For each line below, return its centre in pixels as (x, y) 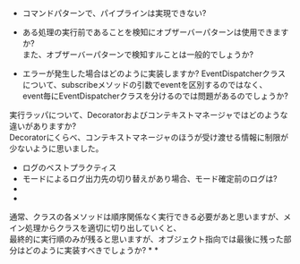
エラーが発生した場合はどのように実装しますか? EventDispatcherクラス (154, 73)
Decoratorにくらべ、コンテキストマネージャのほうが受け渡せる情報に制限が (149, 137)
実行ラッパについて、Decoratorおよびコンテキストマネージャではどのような (149, 115)
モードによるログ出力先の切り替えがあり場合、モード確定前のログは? (150, 179)
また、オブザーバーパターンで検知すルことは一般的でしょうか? (137, 55)
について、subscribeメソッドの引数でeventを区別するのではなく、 (145, 85)
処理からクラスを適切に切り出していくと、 (103, 228)
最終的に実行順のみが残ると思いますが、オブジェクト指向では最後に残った (146, 239)
